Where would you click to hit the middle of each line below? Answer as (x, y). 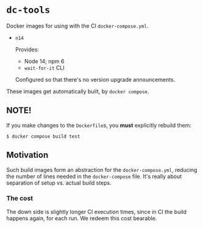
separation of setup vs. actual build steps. (59, 183)
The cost (20, 198)
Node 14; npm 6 (44, 61)
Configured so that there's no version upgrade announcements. (95, 79)
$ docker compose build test (43, 136)
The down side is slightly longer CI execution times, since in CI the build (97, 212)
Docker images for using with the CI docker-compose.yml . (77, 26)
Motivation (27, 155)
